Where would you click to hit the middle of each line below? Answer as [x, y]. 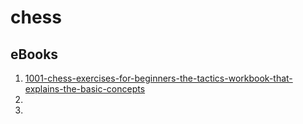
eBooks [34, 54]
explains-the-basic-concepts [85, 89]
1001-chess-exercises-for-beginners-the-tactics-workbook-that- [158, 78]
